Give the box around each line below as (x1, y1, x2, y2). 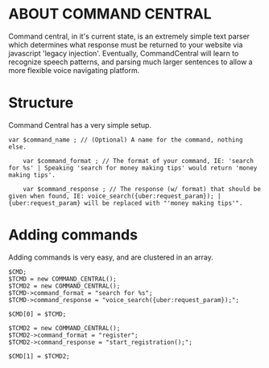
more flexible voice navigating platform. (8, 65, 140, 75)
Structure (8, 94, 74, 112)
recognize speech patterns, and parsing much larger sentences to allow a (8, 57, 253, 67)
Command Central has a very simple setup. (8, 120, 151, 129)
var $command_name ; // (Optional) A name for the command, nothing (8, 136, 243, 144)
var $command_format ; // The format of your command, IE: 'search (23, 157, 254, 165)
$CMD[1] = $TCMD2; (8, 352, 70, 360)
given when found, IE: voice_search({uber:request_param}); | (8, 192, 221, 200)
